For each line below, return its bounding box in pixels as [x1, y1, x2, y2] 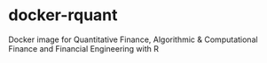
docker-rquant [8, 5, 118, 25]
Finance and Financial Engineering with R [8, 43, 159, 53]
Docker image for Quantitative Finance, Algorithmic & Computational [8, 34, 258, 45]
